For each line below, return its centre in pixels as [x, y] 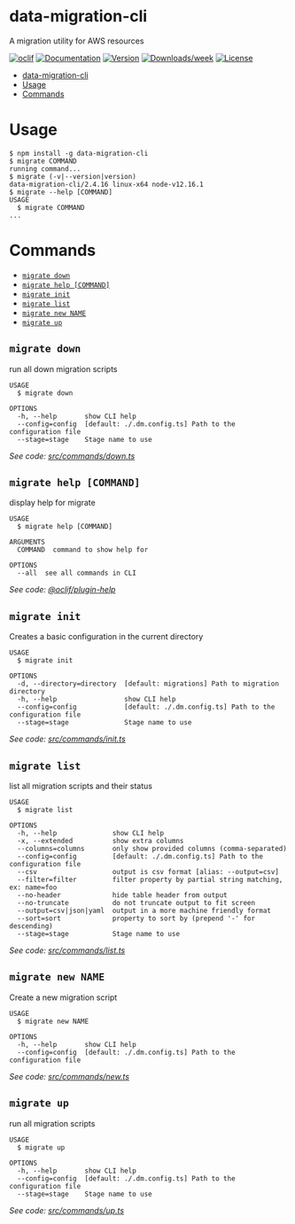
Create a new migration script [63, 997]
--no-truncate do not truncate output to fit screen [136, 903]
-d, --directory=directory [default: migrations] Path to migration [148, 684]
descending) [31, 926]
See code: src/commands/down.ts [72, 456]
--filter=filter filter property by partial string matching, [150, 880]
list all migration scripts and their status [81, 786]
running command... [45, 169]
